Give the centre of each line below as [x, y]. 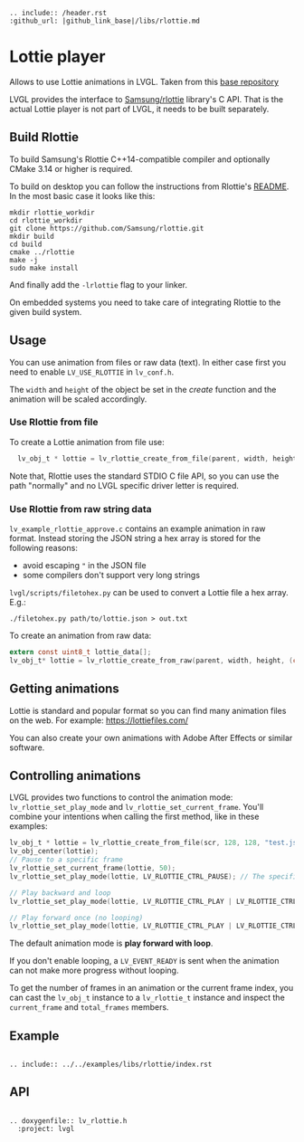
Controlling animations [75, 775]
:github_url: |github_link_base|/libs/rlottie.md [105, 21]
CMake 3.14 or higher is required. [71, 168]
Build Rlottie [44, 137]
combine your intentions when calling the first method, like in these [134, 817]
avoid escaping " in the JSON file [84, 566]
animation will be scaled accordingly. [78, 399]
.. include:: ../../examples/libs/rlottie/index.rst [111, 1065]
